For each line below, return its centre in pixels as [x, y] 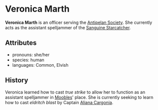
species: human [28, 60]
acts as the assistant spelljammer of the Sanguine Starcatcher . [68, 27]
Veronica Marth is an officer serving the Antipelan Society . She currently [79, 22]
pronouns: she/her [31, 55]
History [17, 81]
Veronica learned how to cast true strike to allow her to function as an [75, 92]
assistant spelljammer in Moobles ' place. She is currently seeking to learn [79, 97]
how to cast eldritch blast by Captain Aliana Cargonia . [59, 102]
